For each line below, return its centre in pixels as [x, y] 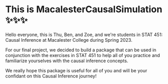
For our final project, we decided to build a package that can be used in [81, 50]
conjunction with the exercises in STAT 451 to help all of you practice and [83, 55]
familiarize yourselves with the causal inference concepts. [67, 61]
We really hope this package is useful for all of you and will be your [76, 70]
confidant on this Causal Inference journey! [51, 76]
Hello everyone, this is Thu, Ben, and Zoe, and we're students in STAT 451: [84, 35]
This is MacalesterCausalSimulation [84, 9]
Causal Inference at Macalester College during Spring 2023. [69, 40]
